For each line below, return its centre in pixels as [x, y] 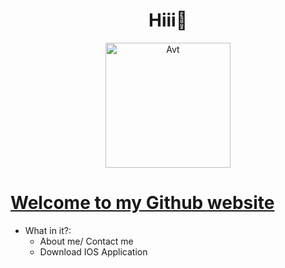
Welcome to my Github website [142, 203]
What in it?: [48, 230]
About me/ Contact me [86, 241]
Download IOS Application [93, 251]
